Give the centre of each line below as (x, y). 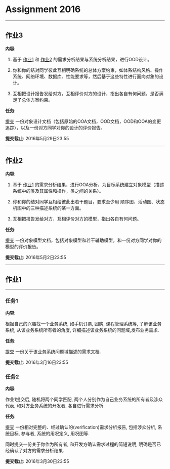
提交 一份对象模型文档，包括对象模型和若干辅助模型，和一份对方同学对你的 (83, 240)
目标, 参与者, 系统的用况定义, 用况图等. (49, 433)
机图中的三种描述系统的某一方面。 (48, 208)
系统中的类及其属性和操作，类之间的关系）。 (58, 191)
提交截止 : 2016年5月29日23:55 (37, 138)
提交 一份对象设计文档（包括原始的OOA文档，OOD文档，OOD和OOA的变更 (83, 121)
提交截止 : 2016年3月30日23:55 (37, 461)
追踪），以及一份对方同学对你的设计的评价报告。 (55, 127)
